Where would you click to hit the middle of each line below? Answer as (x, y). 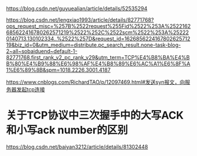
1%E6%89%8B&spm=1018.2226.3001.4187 (58, 70)
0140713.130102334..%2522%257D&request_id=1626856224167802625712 (98, 39)
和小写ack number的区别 (67, 130)
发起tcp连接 (31, 89)
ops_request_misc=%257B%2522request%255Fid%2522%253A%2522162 (98, 26)
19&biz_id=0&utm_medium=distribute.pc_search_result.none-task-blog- (93, 45)
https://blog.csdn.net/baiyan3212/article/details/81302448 (77, 147)
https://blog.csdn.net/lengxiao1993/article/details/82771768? (80, 20)
